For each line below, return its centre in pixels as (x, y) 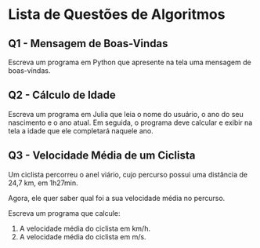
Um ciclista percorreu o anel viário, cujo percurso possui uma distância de (128, 174)
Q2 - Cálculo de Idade (62, 95)
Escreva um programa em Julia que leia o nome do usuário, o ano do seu (126, 114)
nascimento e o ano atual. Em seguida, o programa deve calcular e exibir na (130, 122)
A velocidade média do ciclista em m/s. (83, 236)
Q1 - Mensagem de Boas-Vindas (88, 44)
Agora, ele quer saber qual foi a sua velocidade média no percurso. (117, 198)
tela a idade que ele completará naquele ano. (81, 130)
